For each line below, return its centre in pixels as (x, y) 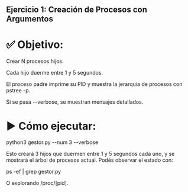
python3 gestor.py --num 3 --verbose (52, 142)
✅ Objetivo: (35, 44)
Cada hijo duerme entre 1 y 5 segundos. (55, 73)
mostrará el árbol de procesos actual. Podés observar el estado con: (90, 160)
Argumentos (30, 19)
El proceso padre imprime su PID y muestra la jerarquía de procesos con (94, 84)
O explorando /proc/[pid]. (37, 183)
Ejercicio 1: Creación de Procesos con (77, 10)
